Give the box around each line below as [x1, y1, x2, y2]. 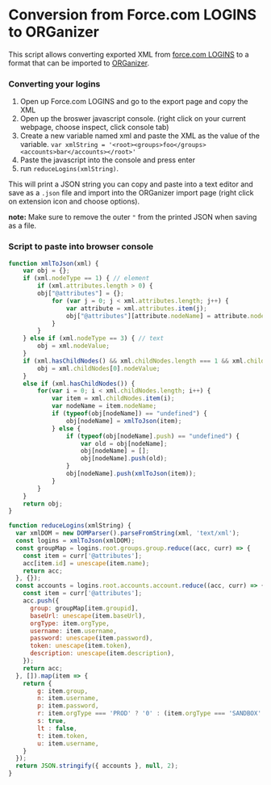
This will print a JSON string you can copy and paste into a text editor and [8, 179, 254, 189]
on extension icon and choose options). [8, 196, 140, 207]
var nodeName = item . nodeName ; [51, 402, 157, 410]
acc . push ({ [23, 597, 60, 605]
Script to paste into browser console [8, 241, 154, 252]
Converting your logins [8, 78, 101, 90]
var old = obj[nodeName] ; [80, 439, 168, 447]
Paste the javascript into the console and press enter [19, 155, 196, 165]
